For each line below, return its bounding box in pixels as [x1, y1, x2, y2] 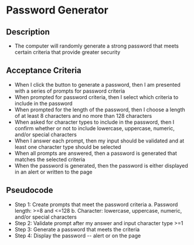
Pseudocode [6, 185, 54, 195]
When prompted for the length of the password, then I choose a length [14, 106, 186, 113]
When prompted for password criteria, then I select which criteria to [14, 93, 179, 100]
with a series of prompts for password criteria [14, 87, 125, 94]
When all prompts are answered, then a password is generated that [14, 149, 178, 156]
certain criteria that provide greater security [14, 49, 121, 56]
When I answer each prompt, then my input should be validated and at [14, 137, 185, 144]
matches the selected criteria [14, 156, 86, 163]
